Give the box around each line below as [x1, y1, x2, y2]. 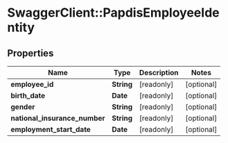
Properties [7, 47, 54, 59]
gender [10, 102, 35, 112]
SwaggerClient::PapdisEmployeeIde [7, 5, 220, 21]
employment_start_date [10, 125, 91, 134]
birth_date [10, 91, 46, 100]
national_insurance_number [10, 113, 105, 123]
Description [139, 68, 179, 77]
